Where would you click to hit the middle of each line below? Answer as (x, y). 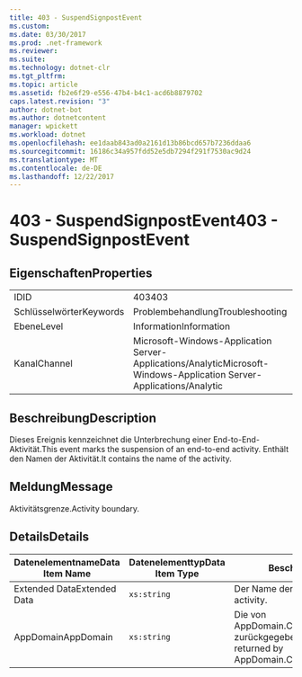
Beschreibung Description (83, 418)
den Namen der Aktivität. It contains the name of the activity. (120, 459)
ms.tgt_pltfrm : (38, 76)
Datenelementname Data (67, 562)
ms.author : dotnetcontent (58, 118)
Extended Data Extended (65, 588)
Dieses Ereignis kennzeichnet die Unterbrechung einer (110, 440)
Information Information (182, 326)
